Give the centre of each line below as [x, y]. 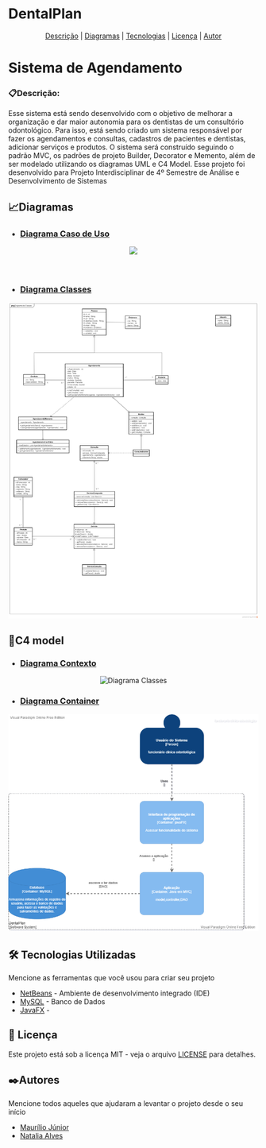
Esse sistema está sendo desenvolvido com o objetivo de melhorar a [120, 114]
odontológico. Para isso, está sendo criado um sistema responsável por [125, 130]
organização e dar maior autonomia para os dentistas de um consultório [126, 122]
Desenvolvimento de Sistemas [58, 181]
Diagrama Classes [56, 289]
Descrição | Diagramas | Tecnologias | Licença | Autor [133, 36]
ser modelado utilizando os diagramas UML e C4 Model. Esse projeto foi [127, 164]
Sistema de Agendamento [95, 68]
